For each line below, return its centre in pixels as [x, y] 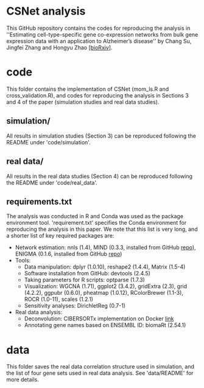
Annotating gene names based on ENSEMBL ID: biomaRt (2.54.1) [105, 325]
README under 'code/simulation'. [49, 142]
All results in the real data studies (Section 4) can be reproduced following [100, 176]
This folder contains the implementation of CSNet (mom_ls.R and [88, 89]
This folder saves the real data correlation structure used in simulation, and [100, 367]
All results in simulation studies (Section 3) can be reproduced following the [101, 136]
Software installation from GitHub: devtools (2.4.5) [87, 273]
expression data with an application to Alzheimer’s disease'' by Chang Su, [99, 41]
